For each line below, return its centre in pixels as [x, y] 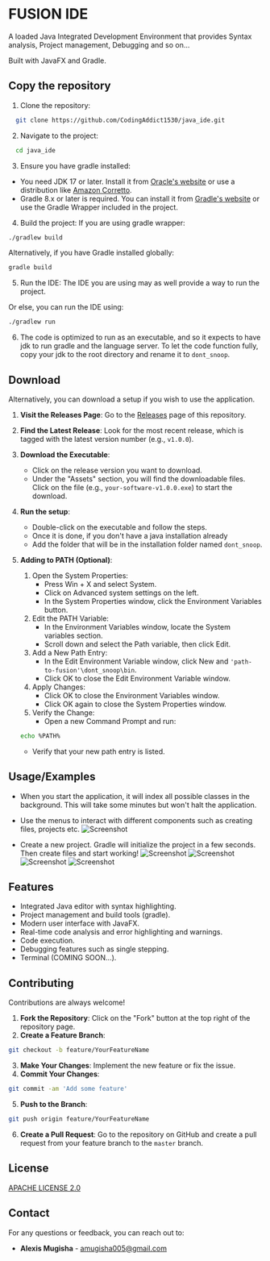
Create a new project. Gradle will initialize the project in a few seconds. [138, 844]
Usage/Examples [52, 777]
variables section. [73, 635]
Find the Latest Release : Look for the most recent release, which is [132, 430]
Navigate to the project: [59, 135]
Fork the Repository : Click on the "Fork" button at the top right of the [135, 1018]
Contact [29, 1213]
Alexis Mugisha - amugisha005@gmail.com [93, 1248]
